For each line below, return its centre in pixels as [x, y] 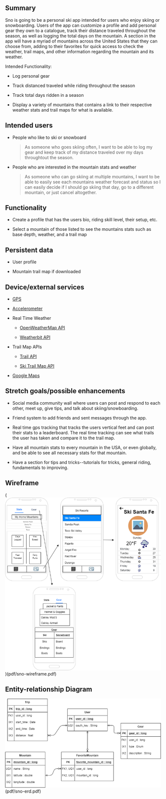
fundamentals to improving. [40, 467]
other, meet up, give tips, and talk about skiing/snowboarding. [75, 408]
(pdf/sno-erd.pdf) [23, 791]
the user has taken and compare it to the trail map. [63, 438]
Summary [21, 8]
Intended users [29, 126]
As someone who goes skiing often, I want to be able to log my [88, 147]
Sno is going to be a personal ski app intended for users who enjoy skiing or [83, 20]
